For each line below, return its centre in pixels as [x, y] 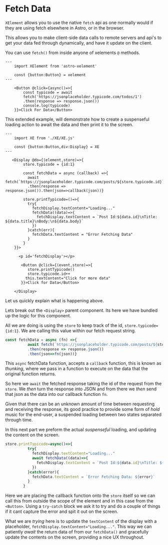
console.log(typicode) [47, 106]
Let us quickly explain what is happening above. [54, 300]
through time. [19, 420]
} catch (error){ [43, 472]
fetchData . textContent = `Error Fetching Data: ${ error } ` [93, 477]
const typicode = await [48, 92]
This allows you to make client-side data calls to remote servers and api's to [83, 38]
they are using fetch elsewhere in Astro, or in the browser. [65, 28]
